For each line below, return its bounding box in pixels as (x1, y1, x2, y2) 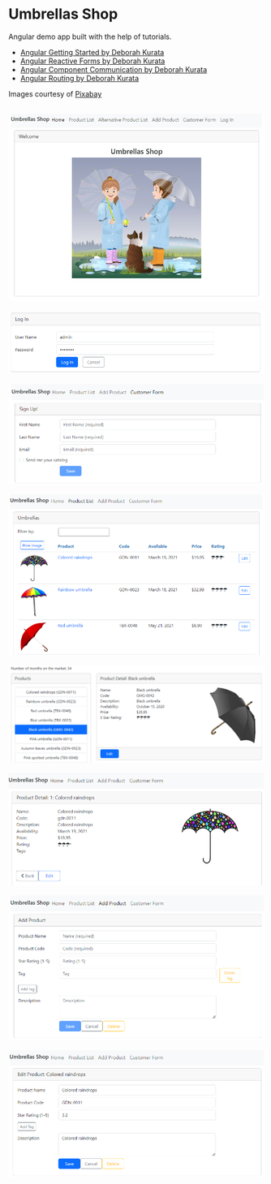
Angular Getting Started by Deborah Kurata (19, 47, 165, 57)
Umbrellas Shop (8, 5, 118, 24)
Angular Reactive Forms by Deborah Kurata (19, 56, 166, 66)
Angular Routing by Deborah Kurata (19, 73, 140, 83)
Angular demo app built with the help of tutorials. (8, 32, 172, 41)
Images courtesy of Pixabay (8, 88, 102, 98)
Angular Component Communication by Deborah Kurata (19, 64, 208, 74)
